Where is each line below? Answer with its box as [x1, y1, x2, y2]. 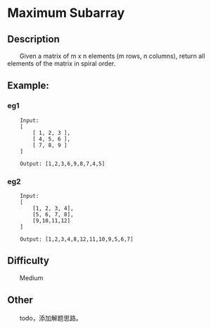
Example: [7, 80, 49, 92]
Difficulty [7, 255, 49, 267]
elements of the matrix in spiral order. [7, 59, 116, 68]
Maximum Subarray [7, 5, 125, 21]
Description [7, 33, 60, 45]
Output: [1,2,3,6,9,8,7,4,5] [20, 160, 105, 167]
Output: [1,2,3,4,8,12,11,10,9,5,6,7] [20, 235, 134, 243]
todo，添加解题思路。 [20, 313, 82, 322]
